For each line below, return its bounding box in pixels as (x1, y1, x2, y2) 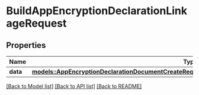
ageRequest (6, 17, 67, 30)
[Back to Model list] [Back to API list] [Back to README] (6, 83, 142, 90)
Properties (6, 40, 46, 50)
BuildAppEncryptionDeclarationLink (6, 4, 188, 18)
